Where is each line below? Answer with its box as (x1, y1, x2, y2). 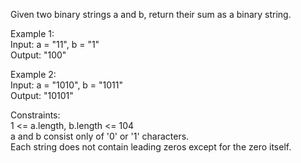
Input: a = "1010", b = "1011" (10, 79, 124, 91)
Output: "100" (10, 49, 67, 61)
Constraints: (10, 109, 61, 121)
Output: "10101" (10, 90, 74, 101)
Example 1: (10, 28, 55, 39)
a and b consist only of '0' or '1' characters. (10, 130, 190, 142)
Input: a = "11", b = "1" (10, 39, 100, 50)
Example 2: (10, 69, 57, 80)
